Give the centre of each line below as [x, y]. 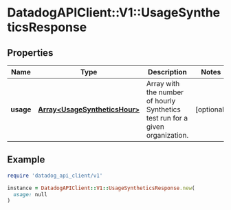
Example [26, 160]
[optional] [211, 109]
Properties [30, 53]
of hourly [161, 101]
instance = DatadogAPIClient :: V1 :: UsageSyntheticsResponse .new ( [101, 188]
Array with [163, 84]
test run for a [167, 118]
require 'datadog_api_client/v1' [55, 176]
